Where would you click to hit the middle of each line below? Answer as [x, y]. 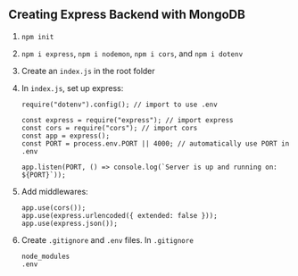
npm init [37, 37]
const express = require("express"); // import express [127, 120]
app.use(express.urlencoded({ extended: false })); [119, 215]
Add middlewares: [54, 191]
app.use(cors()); [54, 208]
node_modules [46, 256]
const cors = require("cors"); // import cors [109, 128]
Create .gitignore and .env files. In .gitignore [107, 239]
